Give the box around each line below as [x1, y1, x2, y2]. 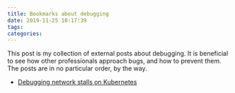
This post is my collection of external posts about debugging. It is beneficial [7, 49, 229, 58]
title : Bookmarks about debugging [7, 10, 110, 18]
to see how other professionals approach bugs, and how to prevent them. [7, 57, 222, 66]
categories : [7, 30, 42, 37]
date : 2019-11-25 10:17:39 [7, 17, 87, 24]
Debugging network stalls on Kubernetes [17, 78, 137, 87]
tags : [7, 23, 23, 30]
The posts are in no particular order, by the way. [7, 64, 147, 73]
